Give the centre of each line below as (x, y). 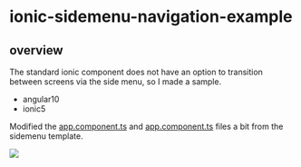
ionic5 (34, 109)
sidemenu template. (46, 136)
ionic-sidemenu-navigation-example (151, 17)
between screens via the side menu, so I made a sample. (116, 82)
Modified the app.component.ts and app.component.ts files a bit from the (146, 126)
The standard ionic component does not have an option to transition (136, 72)
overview (36, 50)
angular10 (41, 99)
